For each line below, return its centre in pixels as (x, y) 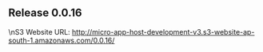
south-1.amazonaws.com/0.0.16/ (62, 40)
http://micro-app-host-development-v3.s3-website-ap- (163, 32)
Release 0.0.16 (45, 13)
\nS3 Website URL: (39, 32)
